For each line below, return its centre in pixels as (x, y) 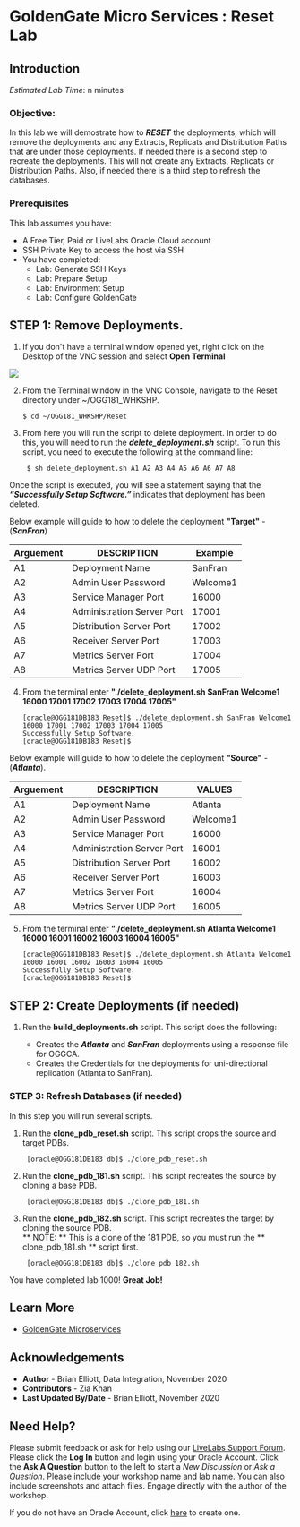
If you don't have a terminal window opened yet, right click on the (143, 347)
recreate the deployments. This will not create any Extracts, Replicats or (142, 161)
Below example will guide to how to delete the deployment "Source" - (139, 758)
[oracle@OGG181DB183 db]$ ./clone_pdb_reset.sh (117, 1159)
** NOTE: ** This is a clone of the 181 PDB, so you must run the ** (144, 1237)
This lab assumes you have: (60, 223)
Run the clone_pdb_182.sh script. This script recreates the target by (148, 1218)
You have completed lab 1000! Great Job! (86, 1280)
